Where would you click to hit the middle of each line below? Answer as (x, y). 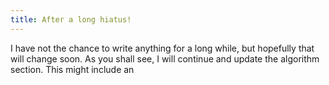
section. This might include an (72, 69)
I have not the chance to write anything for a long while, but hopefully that (162, 48)
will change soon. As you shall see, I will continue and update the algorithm (165, 58)
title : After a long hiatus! (71, 19)
